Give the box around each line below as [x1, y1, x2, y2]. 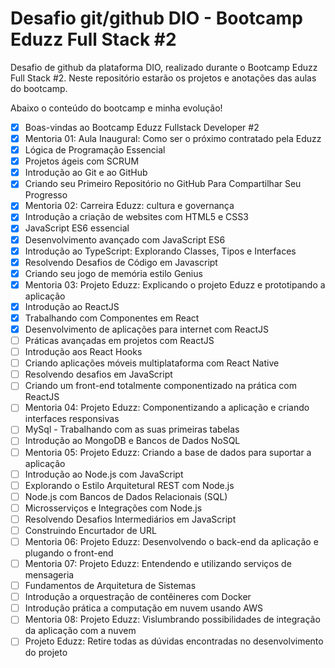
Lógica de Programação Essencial [24, 144, 166, 156]
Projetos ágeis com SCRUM [24, 155, 140, 167]
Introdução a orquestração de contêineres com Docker [24, 591, 252, 603]
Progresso [24, 189, 68, 201]
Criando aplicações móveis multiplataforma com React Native [24, 357, 280, 369]
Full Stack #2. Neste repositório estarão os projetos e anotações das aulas [10, 72, 317, 84]
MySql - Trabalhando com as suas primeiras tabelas [24, 423, 240, 436]
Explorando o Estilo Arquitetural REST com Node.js [24, 479, 235, 491]
